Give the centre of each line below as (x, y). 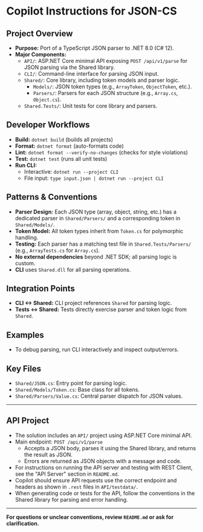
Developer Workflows (48, 125)
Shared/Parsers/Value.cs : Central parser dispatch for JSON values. (99, 396)
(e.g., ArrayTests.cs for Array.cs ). (57, 250)
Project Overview (40, 34)
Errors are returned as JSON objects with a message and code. (103, 461)
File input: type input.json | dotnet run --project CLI (94, 178)
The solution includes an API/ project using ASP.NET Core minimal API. (103, 435)
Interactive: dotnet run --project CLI (71, 171)
